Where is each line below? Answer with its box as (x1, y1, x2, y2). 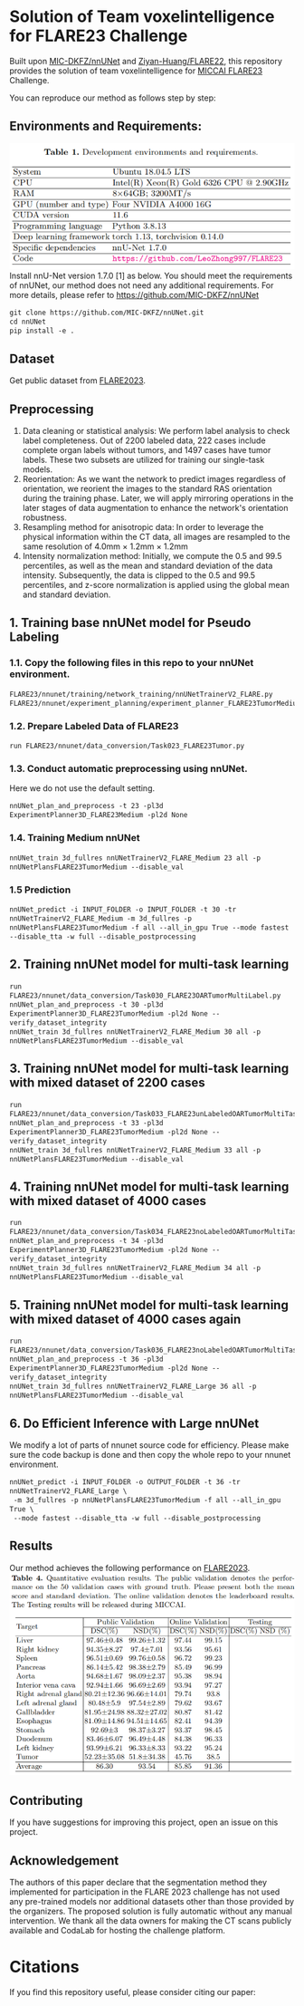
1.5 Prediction (9, 883, 71, 896)
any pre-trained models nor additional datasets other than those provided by (9, 1895, 295, 1906)
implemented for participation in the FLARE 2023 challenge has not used (9, 1886, 280, 1897)
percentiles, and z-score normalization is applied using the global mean (22, 580, 290, 591)
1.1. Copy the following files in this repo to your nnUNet (9, 657, 254, 670)
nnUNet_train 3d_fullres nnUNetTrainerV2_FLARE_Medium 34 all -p (9, 1264, 261, 1273)
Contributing (9, 1792, 83, 1808)
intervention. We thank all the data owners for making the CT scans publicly (9, 1914, 292, 1926)
